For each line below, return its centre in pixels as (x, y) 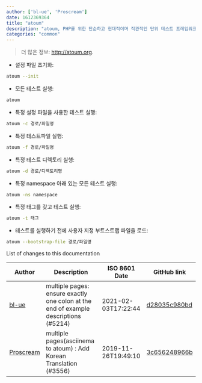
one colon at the (69, 301)
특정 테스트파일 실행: (39, 135)
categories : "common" (33, 34)
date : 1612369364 (28, 17)
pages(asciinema (70, 341)
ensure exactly (67, 294)
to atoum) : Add (68, 349)
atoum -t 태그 (23, 218)
